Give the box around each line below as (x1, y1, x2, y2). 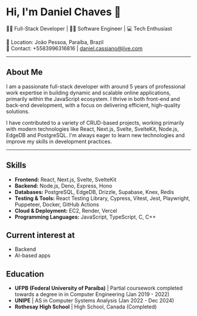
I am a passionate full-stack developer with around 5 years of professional (6, 83, 186, 90)
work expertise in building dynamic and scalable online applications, (6, 89, 171, 96)
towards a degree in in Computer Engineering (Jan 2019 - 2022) (14, 291, 170, 298)
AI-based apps (14, 252, 51, 259)
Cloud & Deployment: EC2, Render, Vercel (14, 207, 117, 214)
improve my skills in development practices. (6, 138, 113, 145)
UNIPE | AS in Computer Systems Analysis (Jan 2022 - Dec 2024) (14, 297, 175, 304)
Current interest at (6, 230, 75, 240)
